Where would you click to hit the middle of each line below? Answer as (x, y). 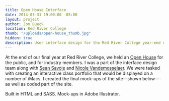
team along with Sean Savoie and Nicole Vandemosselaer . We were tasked (82, 68)
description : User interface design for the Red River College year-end (83, 43)
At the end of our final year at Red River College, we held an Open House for (84, 57)
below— (151, 78)
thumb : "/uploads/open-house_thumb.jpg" (48, 33)
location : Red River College (36, 29)
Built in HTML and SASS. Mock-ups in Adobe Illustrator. (63, 93)
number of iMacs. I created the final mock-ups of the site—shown (73, 78)
